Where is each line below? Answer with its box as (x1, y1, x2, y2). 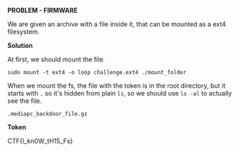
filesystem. (7, 28, 40, 36)
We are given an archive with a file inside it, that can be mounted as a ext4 (7, 20, 226, 28)
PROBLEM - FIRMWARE (7, 6, 78, 14)
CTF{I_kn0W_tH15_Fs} (7, 137, 73, 145)
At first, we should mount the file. (7, 55, 106, 64)
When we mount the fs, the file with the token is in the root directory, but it (7, 81, 226, 90)
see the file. (7, 96, 42, 105)
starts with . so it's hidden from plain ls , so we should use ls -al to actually (7, 89, 232, 97)
